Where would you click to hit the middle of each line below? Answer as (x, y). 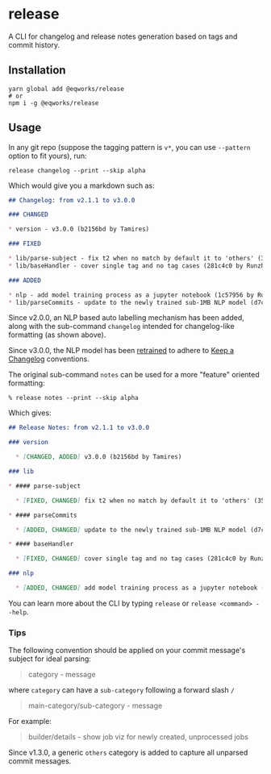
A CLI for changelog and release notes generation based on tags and (123, 36)
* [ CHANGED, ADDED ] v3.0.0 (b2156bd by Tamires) (99, 457)
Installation (37, 71)
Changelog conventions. (49, 359)
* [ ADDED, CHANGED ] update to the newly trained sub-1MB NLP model (131, 530)
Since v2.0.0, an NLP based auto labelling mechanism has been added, (126, 318)
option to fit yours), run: (48, 156)
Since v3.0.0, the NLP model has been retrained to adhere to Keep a (121, 351)
